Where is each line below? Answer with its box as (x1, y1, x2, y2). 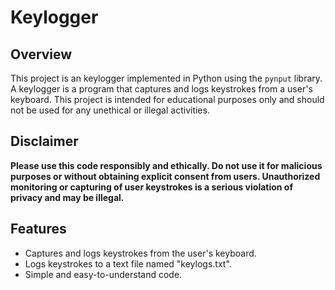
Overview (10, 46, 73, 63)
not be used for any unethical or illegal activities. (10, 104, 210, 116)
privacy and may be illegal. (10, 191, 125, 203)
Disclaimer (10, 133, 79, 150)
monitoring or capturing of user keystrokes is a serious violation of (10, 181, 293, 193)
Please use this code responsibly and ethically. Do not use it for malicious (10, 159, 323, 171)
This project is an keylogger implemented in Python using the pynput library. (10, 72, 323, 84)
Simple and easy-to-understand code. (24, 268, 183, 280)
